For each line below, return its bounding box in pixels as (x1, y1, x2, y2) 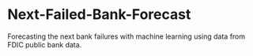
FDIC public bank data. (7, 39, 82, 49)
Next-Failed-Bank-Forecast (7, 6, 191, 24)
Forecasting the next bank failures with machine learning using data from (7, 32, 246, 41)
